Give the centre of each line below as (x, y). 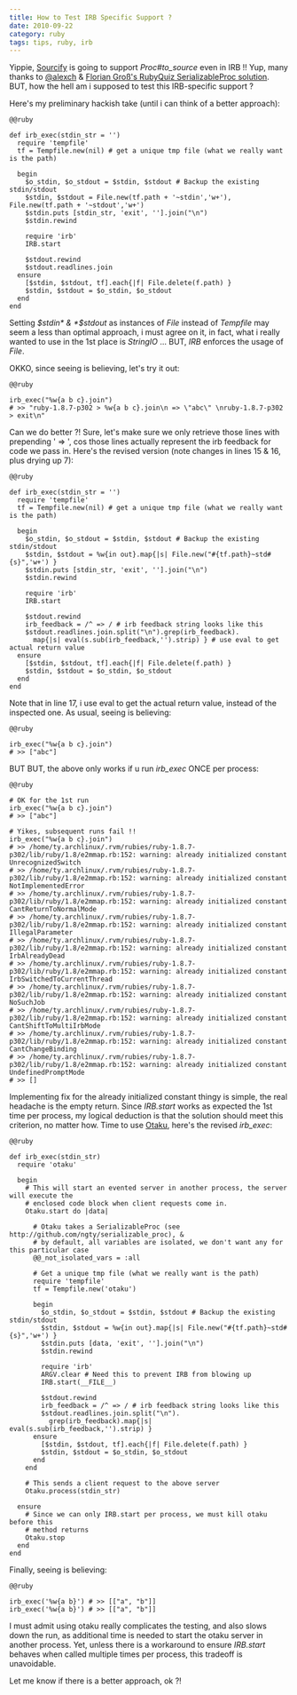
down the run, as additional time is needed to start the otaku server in (136, 1635)
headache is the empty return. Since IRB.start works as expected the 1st (141, 1106)
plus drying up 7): (41, 461)
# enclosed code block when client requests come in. (126, 1204)
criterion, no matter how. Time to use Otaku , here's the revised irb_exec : (141, 1126)
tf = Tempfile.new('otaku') (85, 1289)
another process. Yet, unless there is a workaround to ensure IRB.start (137, 1645)
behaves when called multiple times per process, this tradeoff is (126, 1654)
